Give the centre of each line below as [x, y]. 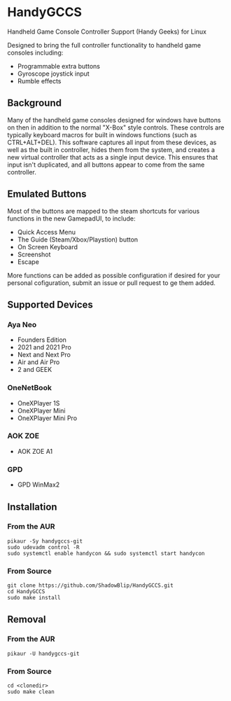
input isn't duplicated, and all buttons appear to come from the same [106, 165]
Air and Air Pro [38, 362]
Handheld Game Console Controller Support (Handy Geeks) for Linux [107, 32]
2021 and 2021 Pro [44, 347]
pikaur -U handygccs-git [43, 653]
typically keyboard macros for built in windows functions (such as [102, 134]
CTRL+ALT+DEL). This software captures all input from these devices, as [112, 142]
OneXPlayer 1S [38, 403]
